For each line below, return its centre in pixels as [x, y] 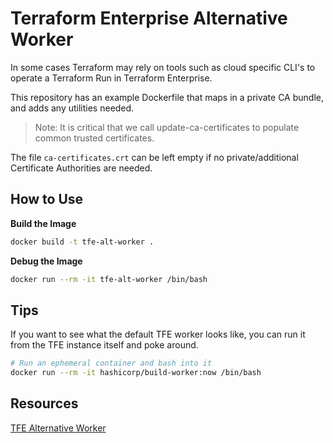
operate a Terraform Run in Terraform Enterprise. [111, 78]
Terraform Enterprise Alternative [149, 18]
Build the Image [43, 223]
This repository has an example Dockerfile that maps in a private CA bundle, [167, 97]
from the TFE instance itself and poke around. [104, 345]
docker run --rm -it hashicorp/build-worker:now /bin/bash [136, 373]
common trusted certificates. [94, 138]
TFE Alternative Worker [58, 428]
